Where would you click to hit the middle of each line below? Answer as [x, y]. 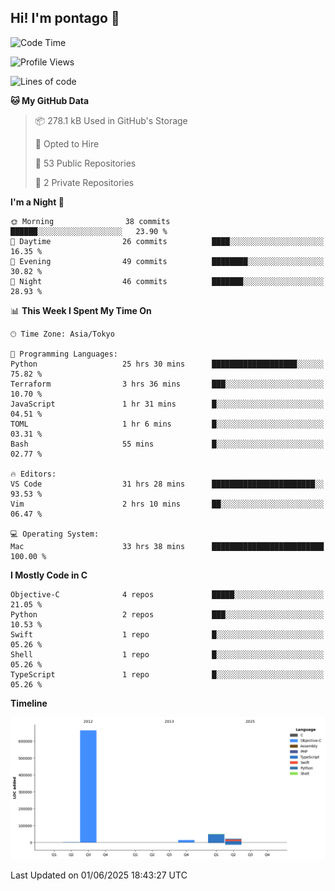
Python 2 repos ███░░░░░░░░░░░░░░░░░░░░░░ [167, 614]
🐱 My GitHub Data [50, 100]
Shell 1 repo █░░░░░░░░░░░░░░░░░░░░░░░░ [167, 654]
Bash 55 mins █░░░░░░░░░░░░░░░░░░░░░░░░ [167, 444]
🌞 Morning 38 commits [90, 221]
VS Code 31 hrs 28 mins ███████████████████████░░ [167, 484]
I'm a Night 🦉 [37, 202]
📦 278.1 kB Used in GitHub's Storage [111, 120]
